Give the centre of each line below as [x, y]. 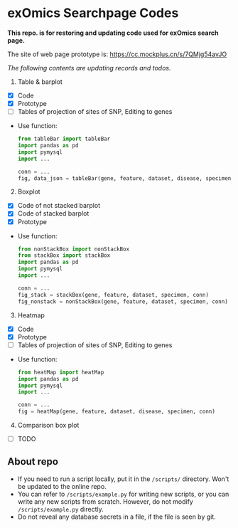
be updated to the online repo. [62, 486]
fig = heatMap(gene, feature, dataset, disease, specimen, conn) [116, 412]
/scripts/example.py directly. [61, 509]
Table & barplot [40, 81]
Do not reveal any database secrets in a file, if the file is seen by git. [117, 517]
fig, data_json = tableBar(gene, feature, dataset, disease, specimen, [126, 178]
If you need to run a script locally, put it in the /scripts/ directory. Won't [123, 479]
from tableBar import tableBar [64, 139]
